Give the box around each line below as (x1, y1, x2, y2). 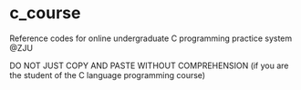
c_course (9, 3, 81, 24)
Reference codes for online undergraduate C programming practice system (9, 33, 293, 44)
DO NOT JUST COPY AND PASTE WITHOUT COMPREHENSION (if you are (9, 60, 289, 71)
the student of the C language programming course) (9, 69, 206, 80)
